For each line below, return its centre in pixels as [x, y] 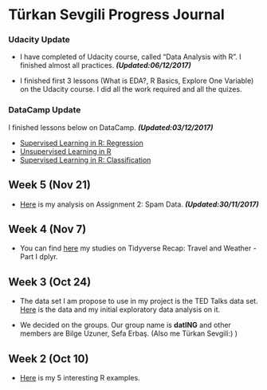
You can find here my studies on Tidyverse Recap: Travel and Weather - [138, 248]
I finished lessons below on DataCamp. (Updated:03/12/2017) [111, 127]
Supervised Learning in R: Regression [81, 143]
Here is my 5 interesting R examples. [80, 378]
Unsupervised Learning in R [65, 151]
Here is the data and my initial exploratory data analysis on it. [120, 309]
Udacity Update [39, 40]
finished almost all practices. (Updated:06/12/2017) [105, 65]
